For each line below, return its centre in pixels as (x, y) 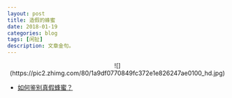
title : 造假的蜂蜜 (31, 20)
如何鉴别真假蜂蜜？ (45, 87)
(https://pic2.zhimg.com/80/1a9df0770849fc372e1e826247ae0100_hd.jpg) (117, 73)
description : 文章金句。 (41, 46)
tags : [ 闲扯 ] (25, 40)
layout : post (26, 14)
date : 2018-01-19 (32, 26)
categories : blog (32, 33)
